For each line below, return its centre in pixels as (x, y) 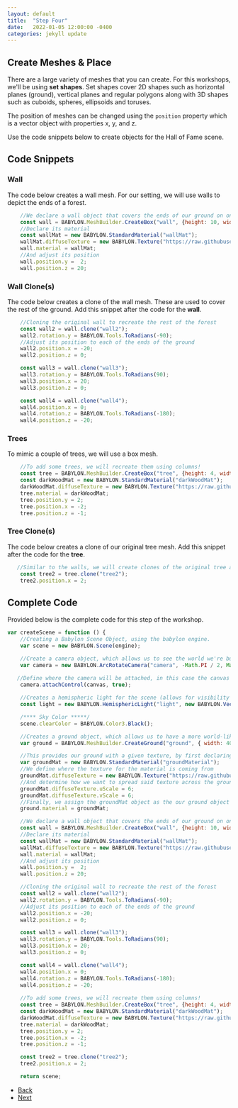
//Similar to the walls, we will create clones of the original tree (121, 567)
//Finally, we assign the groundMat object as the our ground (114, 802)
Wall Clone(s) (31, 286)
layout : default (31, 14)
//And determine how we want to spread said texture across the (117, 782)
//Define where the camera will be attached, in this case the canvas (123, 678)
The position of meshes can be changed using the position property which (117, 116)
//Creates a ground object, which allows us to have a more (110, 737)
